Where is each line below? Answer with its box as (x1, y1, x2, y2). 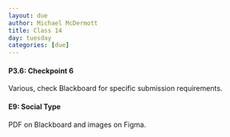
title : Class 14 (8, 26, 62, 34)
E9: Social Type (8, 101, 61, 112)
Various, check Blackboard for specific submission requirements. (8, 84, 223, 93)
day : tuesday (8, 33, 52, 42)
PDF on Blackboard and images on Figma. (8, 119, 146, 129)
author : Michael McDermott (8, 19, 98, 27)
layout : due (8, 11, 48, 20)
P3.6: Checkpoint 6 (8, 65, 74, 76)
